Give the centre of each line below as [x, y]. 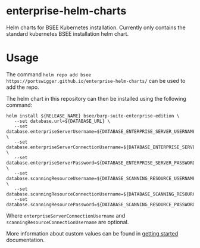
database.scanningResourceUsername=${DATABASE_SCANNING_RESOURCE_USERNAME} [102, 178]
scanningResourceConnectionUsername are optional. [68, 222]
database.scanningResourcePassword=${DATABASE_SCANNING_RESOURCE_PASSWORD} [102, 204]
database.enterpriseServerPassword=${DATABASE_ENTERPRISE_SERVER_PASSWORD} [102, 163]
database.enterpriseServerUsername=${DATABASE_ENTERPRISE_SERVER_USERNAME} [102, 131]
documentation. [26, 240]
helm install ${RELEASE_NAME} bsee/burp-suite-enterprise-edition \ [93, 116]
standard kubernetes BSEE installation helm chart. [68, 33]
